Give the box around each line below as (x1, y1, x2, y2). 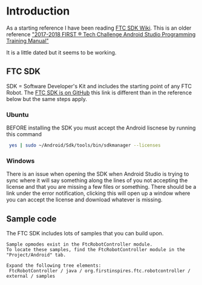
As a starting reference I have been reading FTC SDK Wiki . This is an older (6, 24, 192, 31)
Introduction (6, 4, 70, 18)
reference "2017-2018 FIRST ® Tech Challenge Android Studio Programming (6, 30, 196, 38)
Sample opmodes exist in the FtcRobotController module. (6, 241, 153, 247)
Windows (6, 156, 35, 165)
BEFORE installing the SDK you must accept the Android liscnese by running (6, 124, 196, 131)
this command (6, 131, 42, 138)
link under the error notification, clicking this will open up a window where (6, 189, 191, 197)
